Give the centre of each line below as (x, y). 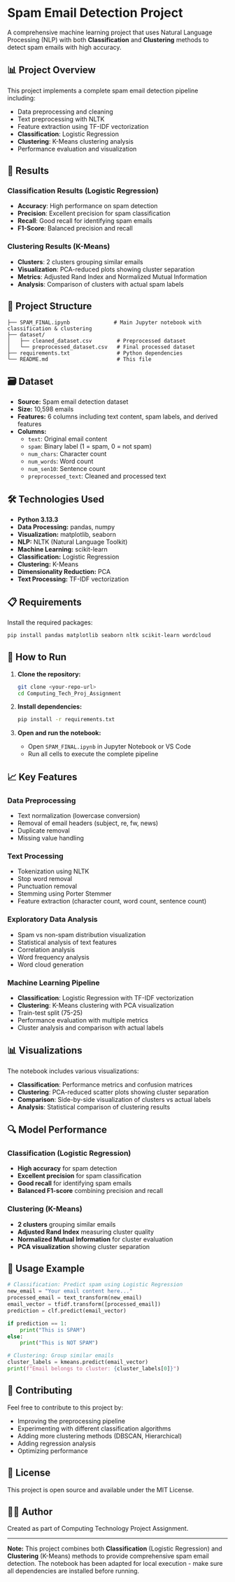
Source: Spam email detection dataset (73, 402)
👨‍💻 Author (30, 1512)
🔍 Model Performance (57, 1130)
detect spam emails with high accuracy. (64, 47)
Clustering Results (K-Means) (59, 247)
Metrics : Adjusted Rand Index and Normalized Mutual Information (112, 277)
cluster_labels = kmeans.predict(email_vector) (78, 1362)
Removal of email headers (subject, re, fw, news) (88, 823)
